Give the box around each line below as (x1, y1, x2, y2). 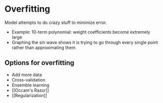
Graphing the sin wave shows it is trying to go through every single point (11, 39, 158, 45)
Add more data (11, 72, 42, 78)
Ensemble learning (11, 82, 49, 88)
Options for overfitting (4, 59, 74, 67)
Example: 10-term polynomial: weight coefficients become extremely (11, 29, 150, 35)
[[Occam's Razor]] (11, 87, 49, 93)
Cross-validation (11, 77, 46, 82)
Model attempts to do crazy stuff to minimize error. (4, 20, 107, 25)
